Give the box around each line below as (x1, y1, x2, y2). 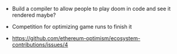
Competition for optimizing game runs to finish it (11, 23, 132, 30)
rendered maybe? (11, 11, 56, 19)
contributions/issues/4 (11, 41, 68, 48)
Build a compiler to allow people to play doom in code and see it (11, 5, 171, 12)
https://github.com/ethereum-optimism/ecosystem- (11, 35, 140, 41)
